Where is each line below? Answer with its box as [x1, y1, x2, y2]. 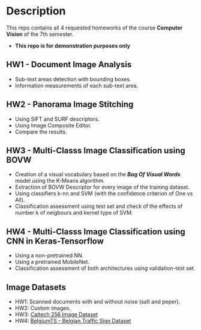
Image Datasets [6, 282, 66, 292]
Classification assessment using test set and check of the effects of [14, 203, 183, 210]
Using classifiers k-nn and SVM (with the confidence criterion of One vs [14, 190, 193, 197]
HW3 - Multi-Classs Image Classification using [6, 145, 186, 156]
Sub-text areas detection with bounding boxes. [14, 75, 131, 82]
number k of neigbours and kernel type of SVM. [14, 209, 133, 216]
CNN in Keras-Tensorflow [6, 236, 104, 246]
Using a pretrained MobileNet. [14, 258, 90, 266]
